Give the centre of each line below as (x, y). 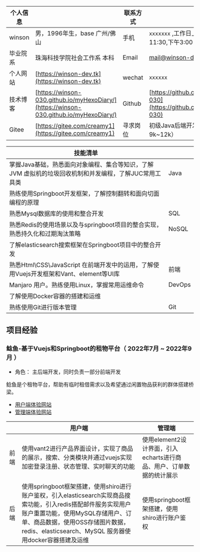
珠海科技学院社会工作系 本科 (75, 58)
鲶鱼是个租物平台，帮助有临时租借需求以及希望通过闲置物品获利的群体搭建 (97, 384)
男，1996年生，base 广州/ (72, 33)
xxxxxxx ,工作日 (170, 33)
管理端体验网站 (33, 412)
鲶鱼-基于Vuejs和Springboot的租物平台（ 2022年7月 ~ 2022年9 (99, 349)
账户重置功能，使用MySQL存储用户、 (74, 513)
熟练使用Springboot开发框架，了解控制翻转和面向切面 (84, 194)
